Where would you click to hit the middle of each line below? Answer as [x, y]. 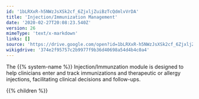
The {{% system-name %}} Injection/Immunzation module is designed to [95, 67]
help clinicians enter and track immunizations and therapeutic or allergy [93, 73]
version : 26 [21, 28]
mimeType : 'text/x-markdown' [42, 34]
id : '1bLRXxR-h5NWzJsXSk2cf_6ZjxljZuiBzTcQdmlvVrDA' [73, 11]
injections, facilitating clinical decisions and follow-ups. [73, 79]
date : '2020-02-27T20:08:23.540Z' [49, 22]
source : [16, 45]
